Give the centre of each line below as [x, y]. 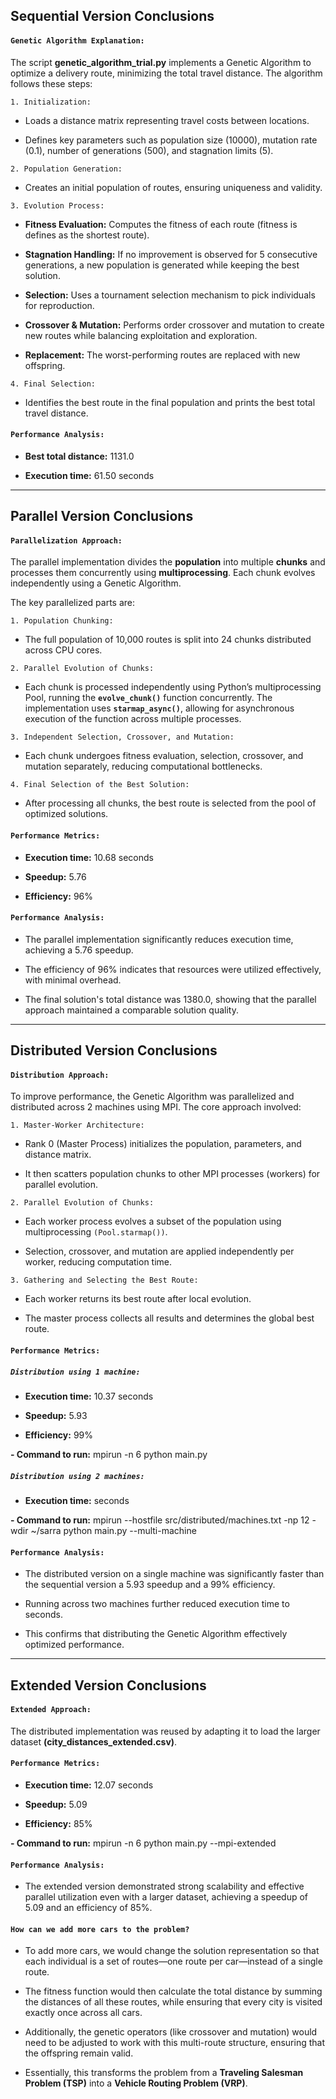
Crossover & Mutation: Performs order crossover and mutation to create [174, 325]
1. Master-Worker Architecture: [77, 1125]
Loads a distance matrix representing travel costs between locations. [167, 120]
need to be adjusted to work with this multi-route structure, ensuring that [175, 2043]
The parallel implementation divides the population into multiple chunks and [168, 562]
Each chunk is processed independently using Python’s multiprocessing [173, 687]
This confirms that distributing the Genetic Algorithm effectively [156, 1634]
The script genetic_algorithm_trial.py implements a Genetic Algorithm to [161, 62]
